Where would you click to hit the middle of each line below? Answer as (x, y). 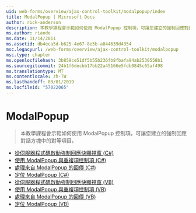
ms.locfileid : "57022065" (37, 88)
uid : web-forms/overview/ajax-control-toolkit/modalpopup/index (86, 11)
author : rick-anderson (34, 22)
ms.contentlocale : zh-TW (36, 76)
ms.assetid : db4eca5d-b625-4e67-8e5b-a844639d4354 (69, 44)
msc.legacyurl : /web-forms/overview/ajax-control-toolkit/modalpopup (92, 50)
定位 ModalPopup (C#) (42, 174)
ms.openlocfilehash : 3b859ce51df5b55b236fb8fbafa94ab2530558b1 (85, 60)
